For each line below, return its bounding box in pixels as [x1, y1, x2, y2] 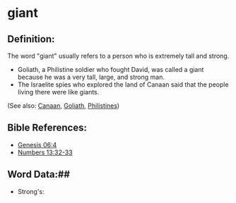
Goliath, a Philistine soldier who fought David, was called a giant [17, 66, 204, 73]
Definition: [7, 33, 55, 45]
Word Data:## [7, 168, 71, 180]
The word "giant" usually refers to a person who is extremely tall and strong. [7, 51, 230, 60]
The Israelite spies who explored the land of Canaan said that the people [17, 80, 229, 89]
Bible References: [7, 122, 87, 134]
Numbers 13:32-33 [17, 148, 73, 156]
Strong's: [17, 187, 45, 195]
